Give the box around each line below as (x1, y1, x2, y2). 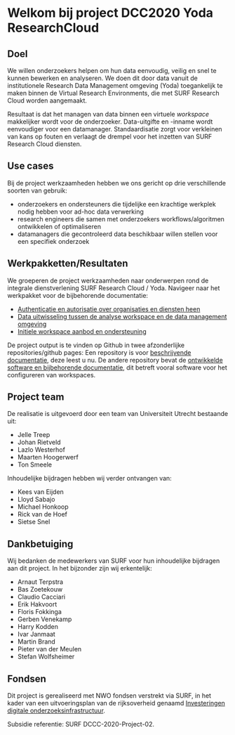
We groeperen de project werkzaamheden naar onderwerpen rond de (7, 276, 209, 285)
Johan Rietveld (17, 438, 61, 447)
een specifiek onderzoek (17, 237, 90, 245)
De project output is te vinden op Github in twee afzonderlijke (7, 341, 185, 349)
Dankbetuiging (7, 538, 74, 549)
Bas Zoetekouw (17, 585, 63, 594)
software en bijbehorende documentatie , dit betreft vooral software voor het (7, 363, 227, 372)
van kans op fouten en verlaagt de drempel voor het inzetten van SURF (7, 132, 213, 141)
